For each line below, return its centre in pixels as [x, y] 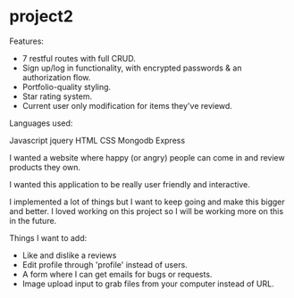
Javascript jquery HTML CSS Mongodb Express [97, 140]
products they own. [45, 167]
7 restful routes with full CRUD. [79, 58]
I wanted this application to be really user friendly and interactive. [130, 184]
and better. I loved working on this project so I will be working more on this [147, 211]
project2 [42, 17]
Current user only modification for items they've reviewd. [127, 105]
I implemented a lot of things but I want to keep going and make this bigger [147, 202]
